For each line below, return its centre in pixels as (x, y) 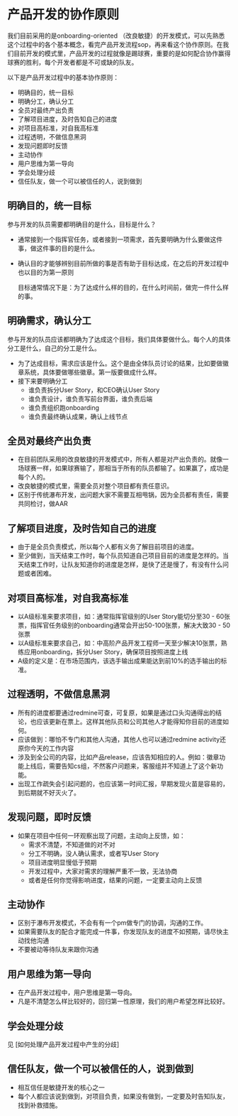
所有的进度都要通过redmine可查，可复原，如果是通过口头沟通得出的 (117, 713)
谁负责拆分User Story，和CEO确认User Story (94, 390)
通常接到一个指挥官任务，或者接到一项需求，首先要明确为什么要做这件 (120, 239)
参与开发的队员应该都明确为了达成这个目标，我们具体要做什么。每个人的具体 (119, 339)
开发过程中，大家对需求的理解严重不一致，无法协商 (103, 871)
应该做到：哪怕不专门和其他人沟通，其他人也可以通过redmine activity (119, 739)
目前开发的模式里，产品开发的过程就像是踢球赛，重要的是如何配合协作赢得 (122, 53)
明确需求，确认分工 (49, 321)
